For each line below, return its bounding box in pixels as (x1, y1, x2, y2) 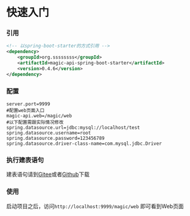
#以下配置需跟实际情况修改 (6, 119, 64, 125)
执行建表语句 (6, 156, 44, 164)
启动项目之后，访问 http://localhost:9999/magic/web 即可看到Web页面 (6, 202, 184, 210)
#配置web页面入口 (6, 108, 44, 114)
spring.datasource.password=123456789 (6, 135, 105, 142)
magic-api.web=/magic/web (6, 113, 72, 119)
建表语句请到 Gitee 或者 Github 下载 (6, 171, 90, 178)
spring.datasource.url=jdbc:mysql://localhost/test (6, 125, 140, 131)
